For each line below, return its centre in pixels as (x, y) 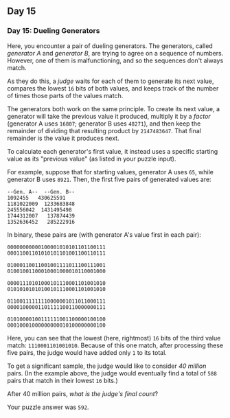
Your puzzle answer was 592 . (48, 407)
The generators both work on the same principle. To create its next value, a (113, 108)
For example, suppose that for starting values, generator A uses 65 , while (111, 172)
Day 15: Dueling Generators (54, 31)
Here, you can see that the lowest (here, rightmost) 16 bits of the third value (114, 338)
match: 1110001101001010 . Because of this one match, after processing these (115, 345)
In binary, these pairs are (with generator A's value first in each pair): (104, 234)
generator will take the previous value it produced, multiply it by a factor (109, 116)
